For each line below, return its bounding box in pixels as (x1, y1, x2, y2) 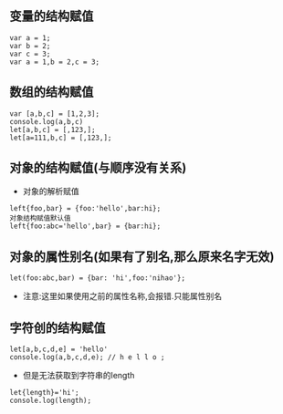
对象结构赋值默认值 (9, 213, 71, 223)
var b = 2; (9, 41, 51, 50)
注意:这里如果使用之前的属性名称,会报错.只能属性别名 (22, 291, 222, 302)
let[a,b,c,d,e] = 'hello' (9, 345, 108, 354)
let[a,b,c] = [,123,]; (9, 125, 96, 134)
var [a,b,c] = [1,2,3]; (9, 109, 100, 119)
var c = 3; (9, 49, 51, 58)
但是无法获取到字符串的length (22, 370, 135, 381)
